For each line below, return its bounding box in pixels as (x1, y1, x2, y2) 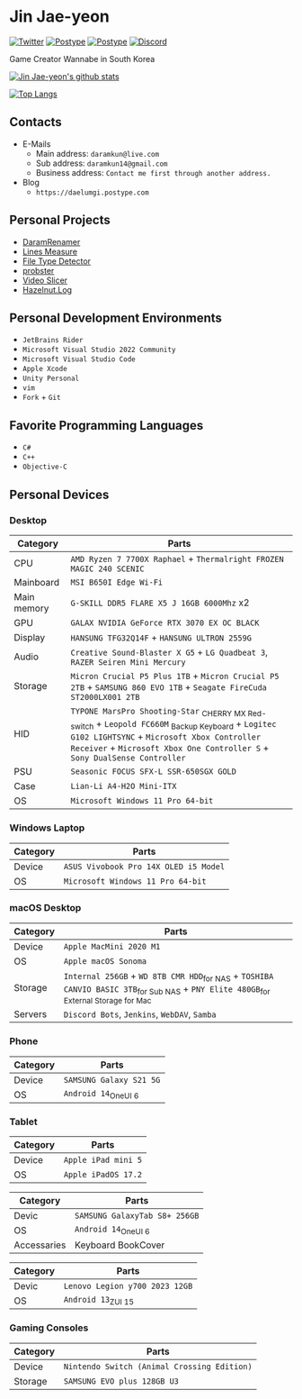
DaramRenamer (22, 236, 81, 247)
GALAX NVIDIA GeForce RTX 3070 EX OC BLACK (70, 617, 260, 628)
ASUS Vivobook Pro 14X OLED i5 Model (63, 861, 226, 871)
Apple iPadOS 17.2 (63, 1169, 142, 1179)
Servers (13, 1008, 48, 1021)
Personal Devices (9, 486, 110, 502)
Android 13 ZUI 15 (63, 1295, 135, 1307)
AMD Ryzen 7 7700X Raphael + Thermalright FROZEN (70, 552, 285, 565)
